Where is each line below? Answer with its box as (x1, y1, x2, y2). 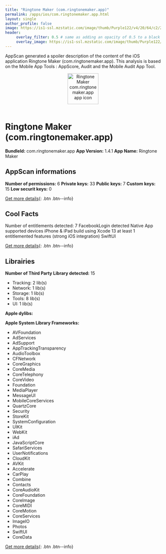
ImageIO (12, 518, 30, 524)
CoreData (12, 534, 32, 540)
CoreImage (12, 497, 36, 504)
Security (12, 408, 30, 414)
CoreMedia (12, 366, 36, 372)
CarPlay (12, 471, 29, 477)
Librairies (5, 257, 35, 266)
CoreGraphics (12, 361, 41, 367)
